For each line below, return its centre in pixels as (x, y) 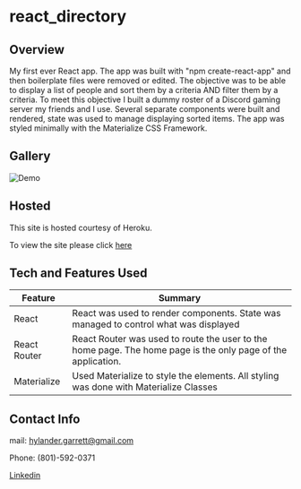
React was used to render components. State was (176, 313)
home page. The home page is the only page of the (180, 350)
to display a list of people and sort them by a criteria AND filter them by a (144, 90)
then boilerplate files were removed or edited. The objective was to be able (148, 81)
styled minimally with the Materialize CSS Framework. (108, 128)
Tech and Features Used (78, 274)
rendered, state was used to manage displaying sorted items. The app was (147, 119)
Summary (180, 298)
